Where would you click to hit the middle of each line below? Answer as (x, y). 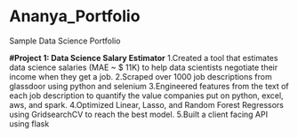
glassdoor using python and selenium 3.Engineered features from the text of (149, 86)
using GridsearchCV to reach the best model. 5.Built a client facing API (139, 114)
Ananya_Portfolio (75, 16)
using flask (29, 123)
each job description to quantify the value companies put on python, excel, (146, 96)
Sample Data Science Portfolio (65, 41)
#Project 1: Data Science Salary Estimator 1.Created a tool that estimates (144, 57)
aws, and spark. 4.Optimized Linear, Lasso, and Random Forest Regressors (147, 104)
